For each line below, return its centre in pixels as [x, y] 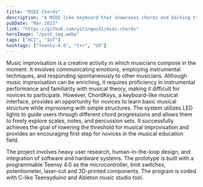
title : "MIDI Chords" [34, 12]
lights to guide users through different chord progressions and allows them [99, 114]
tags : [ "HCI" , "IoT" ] [34, 40]
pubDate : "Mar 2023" [32, 23]
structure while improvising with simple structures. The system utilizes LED [100, 108]
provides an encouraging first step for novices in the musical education [95, 133]
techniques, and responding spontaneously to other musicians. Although [97, 76]
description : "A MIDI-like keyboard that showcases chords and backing [98, 18]
